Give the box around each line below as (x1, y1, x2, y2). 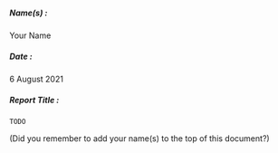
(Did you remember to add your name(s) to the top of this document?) (9, 132, 270, 144)
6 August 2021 (9, 73, 63, 84)
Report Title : (9, 94, 60, 105)
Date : (9, 51, 34, 62)
